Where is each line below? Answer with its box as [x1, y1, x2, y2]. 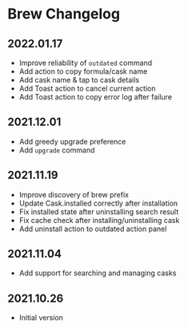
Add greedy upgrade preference [18, 136, 126, 146]
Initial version [18, 313, 63, 323]
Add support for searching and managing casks [18, 268, 177, 278]
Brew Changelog [7, 5, 121, 23]
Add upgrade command [18, 145, 95, 155]
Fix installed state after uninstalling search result [18, 206, 179, 217]
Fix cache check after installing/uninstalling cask [18, 215, 180, 225]
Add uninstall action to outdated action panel [18, 224, 167, 234]
